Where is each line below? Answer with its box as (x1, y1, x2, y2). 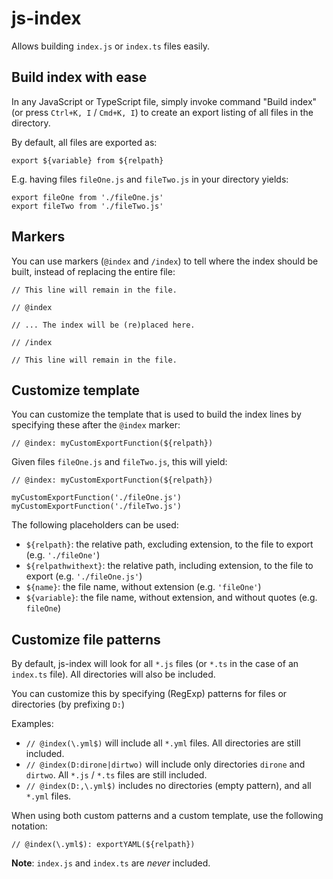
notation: (11, 820, 48, 832)
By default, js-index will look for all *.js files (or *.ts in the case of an (11, 658, 299, 670)
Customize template (11, 382, 140, 399)
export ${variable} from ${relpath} (11, 155, 164, 166)
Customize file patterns (11, 631, 161, 648)
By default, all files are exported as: (11, 136, 158, 148)
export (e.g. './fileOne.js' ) (25, 570, 143, 582)
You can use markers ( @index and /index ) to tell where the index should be (11, 255, 319, 267)
